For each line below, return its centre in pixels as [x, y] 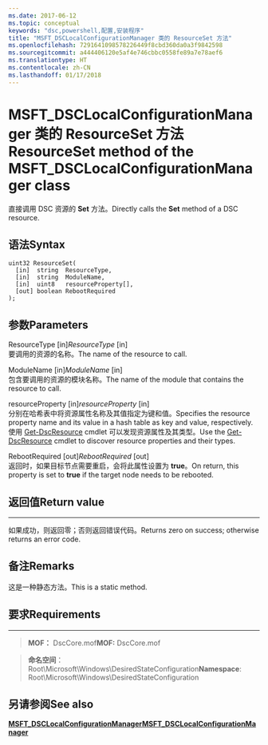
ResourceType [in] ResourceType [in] [68, 345]
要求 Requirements [55, 614]
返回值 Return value [57, 502]
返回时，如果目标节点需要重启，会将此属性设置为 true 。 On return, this [124, 466]
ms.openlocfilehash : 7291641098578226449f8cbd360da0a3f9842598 [116, 46]
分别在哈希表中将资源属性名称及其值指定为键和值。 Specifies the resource [129, 414]
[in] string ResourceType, [64, 271]
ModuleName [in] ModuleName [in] [65, 370]
